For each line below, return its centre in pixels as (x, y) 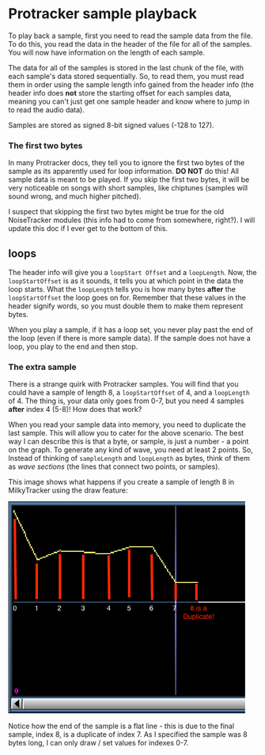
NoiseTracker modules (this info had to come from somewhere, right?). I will (132, 220)
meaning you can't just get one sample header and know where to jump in (129, 101)
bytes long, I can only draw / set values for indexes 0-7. (98, 743)
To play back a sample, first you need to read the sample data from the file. (131, 36)
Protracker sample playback (103, 14)
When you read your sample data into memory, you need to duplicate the (127, 425)
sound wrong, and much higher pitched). (75, 196)
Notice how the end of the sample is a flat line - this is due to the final (121, 726)
